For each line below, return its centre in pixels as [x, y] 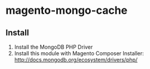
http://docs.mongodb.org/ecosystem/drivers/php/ [76, 60]
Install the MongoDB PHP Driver [53, 47]
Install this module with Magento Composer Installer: [79, 53]
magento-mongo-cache [67, 10]
